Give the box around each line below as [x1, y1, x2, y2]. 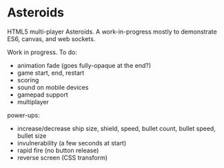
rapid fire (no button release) [17, 146, 99, 154]
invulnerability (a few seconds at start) [17, 139, 127, 147]
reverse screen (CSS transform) [17, 153, 108, 162]
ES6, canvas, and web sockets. [7, 34, 96, 43]
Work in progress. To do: [7, 48, 78, 56]
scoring [17, 75, 39, 84]
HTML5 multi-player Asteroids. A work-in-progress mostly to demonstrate [7, 27, 217, 36]
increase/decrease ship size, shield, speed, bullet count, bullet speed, [17, 124, 216, 132]
